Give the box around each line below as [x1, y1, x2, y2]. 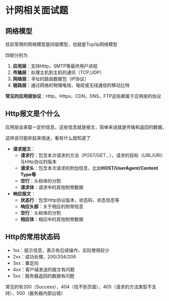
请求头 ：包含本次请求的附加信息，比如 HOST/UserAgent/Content [20, 165, 158, 171]
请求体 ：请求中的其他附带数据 [20, 184, 83, 190]
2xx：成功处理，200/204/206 [12, 253, 76, 260]
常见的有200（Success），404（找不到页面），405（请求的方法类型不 [5, 284, 152, 290]
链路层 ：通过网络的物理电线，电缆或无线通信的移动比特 [12, 82, 130, 88]
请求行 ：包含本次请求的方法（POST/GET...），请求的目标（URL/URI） [20, 152, 165, 158]
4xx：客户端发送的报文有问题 [12, 266, 75, 272]
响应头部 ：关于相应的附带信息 [20, 203, 83, 209]
